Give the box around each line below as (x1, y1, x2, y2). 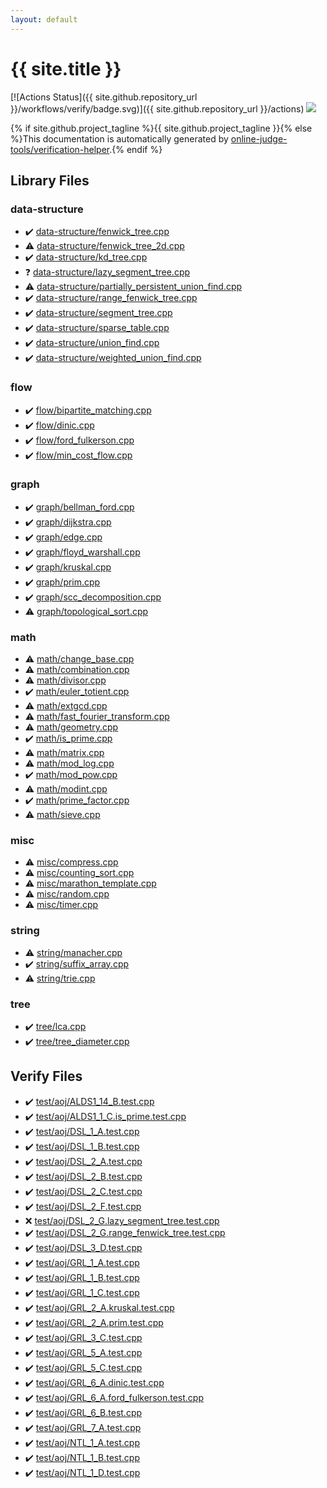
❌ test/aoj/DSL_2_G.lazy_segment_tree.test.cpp (24, 1214, 220, 1226)
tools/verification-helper (10, 143, 110, 155)
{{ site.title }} (10, 57, 122, 80)
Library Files (10, 172, 90, 189)
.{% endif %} (109, 143, 163, 155)
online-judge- (230, 132, 288, 145)
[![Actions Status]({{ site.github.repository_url (10, 91, 198, 103)
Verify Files (10, 1068, 83, 1085)
